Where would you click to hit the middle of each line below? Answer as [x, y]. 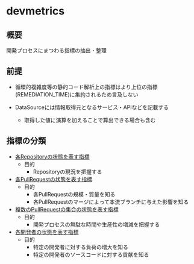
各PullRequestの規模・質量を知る [74, 194]
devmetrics [36, 11]
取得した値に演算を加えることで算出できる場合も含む [90, 120]
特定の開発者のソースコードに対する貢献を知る [91, 254]
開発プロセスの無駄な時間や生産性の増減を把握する [96, 224]
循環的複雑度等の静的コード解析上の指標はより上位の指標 [86, 87]
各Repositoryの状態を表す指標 [52, 156]
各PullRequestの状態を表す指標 [53, 179]
